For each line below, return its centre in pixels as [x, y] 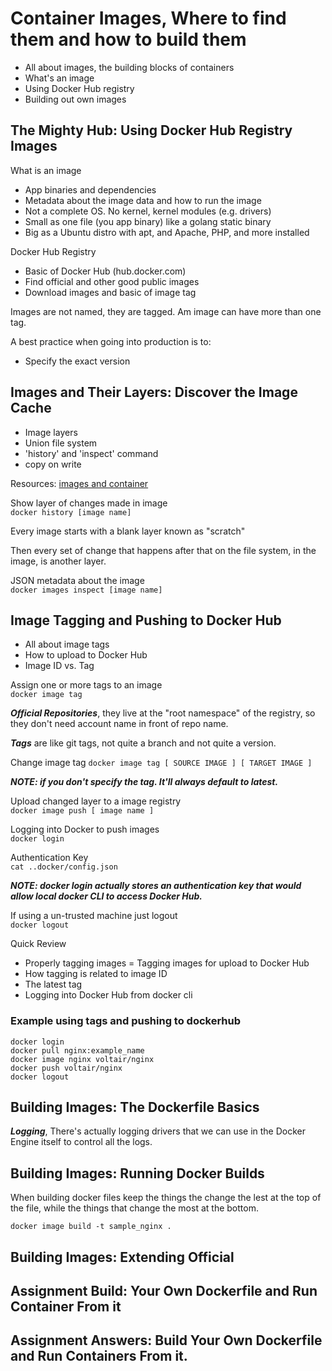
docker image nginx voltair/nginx [82, 1059]
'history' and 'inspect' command [91, 453]
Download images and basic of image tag [110, 292]
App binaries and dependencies [90, 189]
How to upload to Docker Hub [86, 655]
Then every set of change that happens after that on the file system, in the [163, 550]
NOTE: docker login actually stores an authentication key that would [156, 886]
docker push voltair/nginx [66, 1068]
